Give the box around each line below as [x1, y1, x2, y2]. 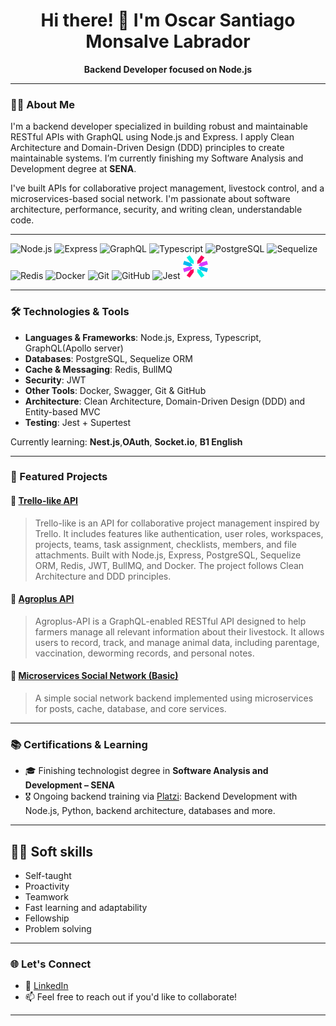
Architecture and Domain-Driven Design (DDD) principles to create [10, 142, 285, 154]
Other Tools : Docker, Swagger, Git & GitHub [24, 384, 207, 396]
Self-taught [24, 870, 72, 882]
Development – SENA [24, 779, 116, 791]
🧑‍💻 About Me [10, 97, 75, 111]
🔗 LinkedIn [24, 980, 69, 992]
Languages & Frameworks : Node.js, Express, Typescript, [24, 331, 262, 343]
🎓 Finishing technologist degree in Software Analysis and [24, 765, 269, 777]
